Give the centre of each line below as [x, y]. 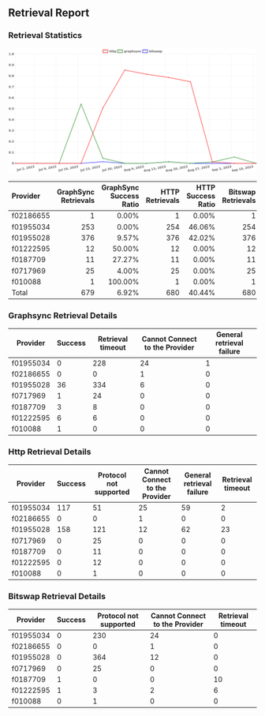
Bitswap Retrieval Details [57, 596]
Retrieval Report [49, 13]
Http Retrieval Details [50, 452]
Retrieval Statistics [45, 36]
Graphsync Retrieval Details [63, 315]
